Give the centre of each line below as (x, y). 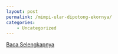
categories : (21, 22)
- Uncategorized (37, 28)
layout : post (22, 11)
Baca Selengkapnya (30, 45)
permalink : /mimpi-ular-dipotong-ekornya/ (59, 17)
